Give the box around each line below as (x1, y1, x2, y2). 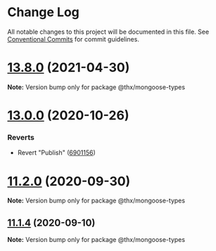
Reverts (7, 132, 35, 142)
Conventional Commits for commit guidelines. (7, 34, 139, 43)
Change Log (7, 4, 80, 20)
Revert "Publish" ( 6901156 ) (17, 148, 96, 157)
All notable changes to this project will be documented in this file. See (7, 27, 210, 36)
